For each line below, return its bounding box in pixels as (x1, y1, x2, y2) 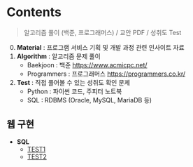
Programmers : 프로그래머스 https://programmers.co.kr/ (27, 69, 186, 78)
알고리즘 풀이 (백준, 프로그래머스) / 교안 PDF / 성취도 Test (23, 28, 182, 36)
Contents (6, 4, 62, 20)
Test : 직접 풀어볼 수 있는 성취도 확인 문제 (16, 78, 131, 86)
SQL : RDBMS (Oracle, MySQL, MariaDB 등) (27, 95, 152, 104)
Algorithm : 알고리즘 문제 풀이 (16, 52, 101, 60)
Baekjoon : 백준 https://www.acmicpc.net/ (27, 60, 148, 69)
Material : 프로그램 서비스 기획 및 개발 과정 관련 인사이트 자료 (16, 43, 185, 51)
